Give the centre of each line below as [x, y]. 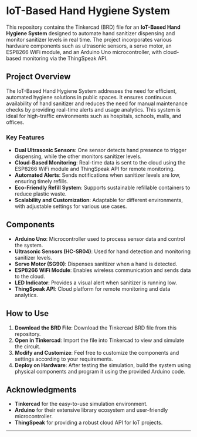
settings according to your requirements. [64, 359]
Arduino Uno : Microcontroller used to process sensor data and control [100, 238]
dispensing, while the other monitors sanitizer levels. [78, 156]
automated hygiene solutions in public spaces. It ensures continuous [89, 97]
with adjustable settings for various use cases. [71, 206]
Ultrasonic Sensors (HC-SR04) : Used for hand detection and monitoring [103, 251]
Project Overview [38, 77]
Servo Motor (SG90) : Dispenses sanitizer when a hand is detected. [96, 264]
